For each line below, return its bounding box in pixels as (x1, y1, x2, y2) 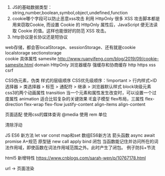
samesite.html (5, 62, 33, 68)
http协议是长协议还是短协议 (12, 34, 68, 40)
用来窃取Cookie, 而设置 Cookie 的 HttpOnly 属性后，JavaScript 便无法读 (12, 22, 158, 27)
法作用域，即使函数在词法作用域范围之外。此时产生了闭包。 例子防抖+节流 (5, 145, 156, 151)
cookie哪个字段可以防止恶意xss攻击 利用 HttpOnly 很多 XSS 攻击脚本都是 (12, 16, 160, 21)
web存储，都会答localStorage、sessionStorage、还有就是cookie (5, 45, 136, 50)
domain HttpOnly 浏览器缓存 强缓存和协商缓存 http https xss (34, 62, 156, 68)
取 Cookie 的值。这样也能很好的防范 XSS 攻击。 (12, 28, 109, 33)
